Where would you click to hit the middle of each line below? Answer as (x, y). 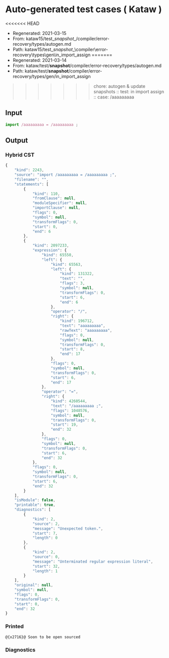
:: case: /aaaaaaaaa (114, 97)
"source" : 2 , (46, 524)
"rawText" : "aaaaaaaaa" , (86, 330)
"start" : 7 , (45, 533)
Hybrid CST (20, 155)
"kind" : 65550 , (57, 255)
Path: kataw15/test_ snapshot (43, 49)
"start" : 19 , (64, 425)
